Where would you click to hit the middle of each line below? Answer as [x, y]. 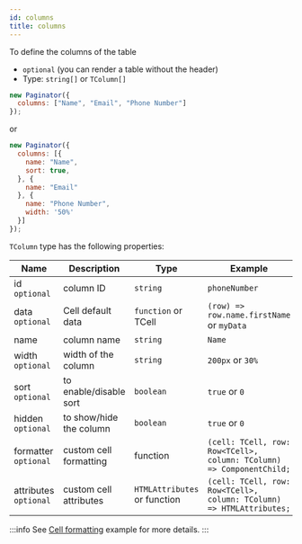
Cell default [87, 310]
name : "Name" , [52, 162]
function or [158, 310]
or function [158, 499]
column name [92, 340]
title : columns [38, 26]
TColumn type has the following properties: [87, 246]
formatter [34, 450]
